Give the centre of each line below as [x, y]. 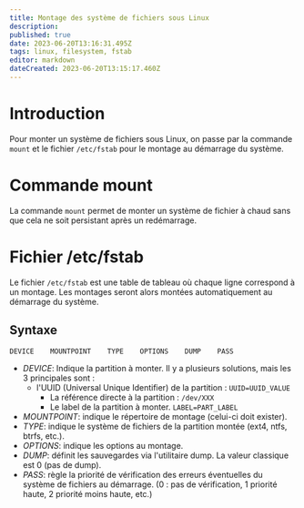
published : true [40, 35]
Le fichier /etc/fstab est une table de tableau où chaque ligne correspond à [152, 282]
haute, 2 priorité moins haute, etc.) [87, 493]
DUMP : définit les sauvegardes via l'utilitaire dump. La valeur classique [156, 455]
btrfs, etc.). [44, 436]
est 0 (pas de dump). [62, 464]
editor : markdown [42, 60]
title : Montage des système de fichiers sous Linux [109, 18]
